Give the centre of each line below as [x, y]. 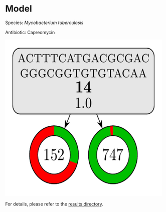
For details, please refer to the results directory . [54, 204]
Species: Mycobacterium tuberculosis [44, 23]
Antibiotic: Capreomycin [30, 32]
